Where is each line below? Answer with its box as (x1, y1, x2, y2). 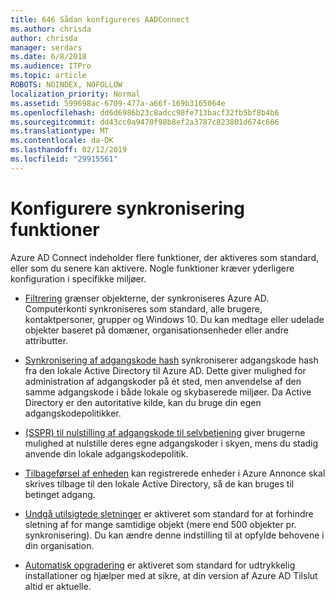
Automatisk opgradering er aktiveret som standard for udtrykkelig (24, 559, 296, 571)
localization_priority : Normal (10, 89, 141, 99)
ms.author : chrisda (10, 24, 92, 34)
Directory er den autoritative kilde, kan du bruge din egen (24, 396, 262, 408)
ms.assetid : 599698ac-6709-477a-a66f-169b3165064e (10, 98, 226, 108)
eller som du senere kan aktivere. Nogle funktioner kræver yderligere (10, 262, 295, 274)
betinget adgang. (24, 488, 96, 500)
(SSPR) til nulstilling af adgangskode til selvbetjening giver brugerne (24, 426, 306, 438)
